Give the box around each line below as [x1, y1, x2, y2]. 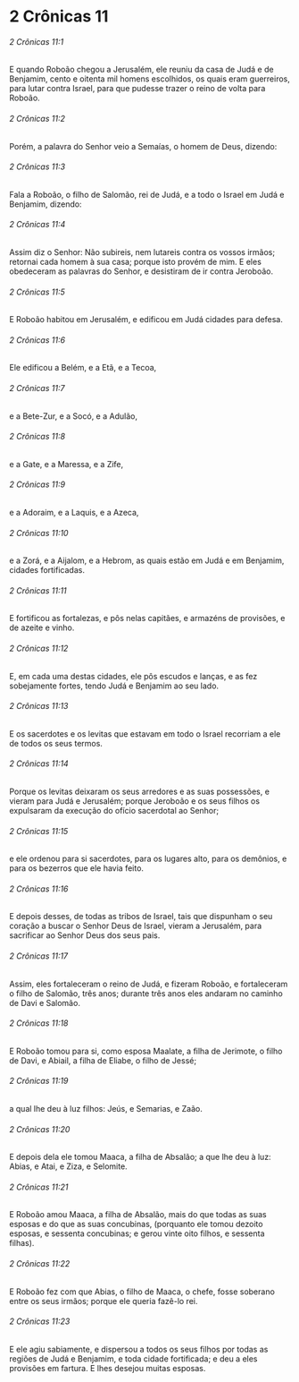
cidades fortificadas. [9, 565, 85, 576]
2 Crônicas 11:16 [9, 883, 69, 894]
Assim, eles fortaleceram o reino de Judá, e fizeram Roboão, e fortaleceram [9, 978, 288, 989]
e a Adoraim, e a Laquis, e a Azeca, [9, 508, 139, 518]
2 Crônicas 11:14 [9, 758, 69, 769]
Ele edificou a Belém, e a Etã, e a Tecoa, [9, 363, 157, 373]
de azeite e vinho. [9, 622, 75, 633]
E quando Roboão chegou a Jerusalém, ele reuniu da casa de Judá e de [9, 64, 274, 75]
